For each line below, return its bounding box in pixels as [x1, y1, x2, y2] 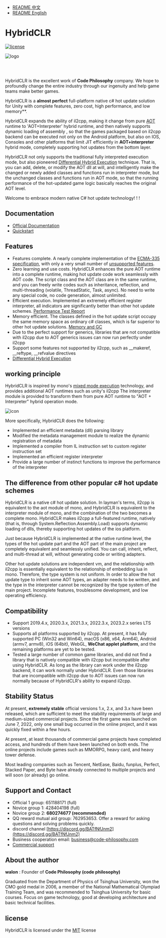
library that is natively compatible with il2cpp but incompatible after [12, 657, 150, 662]
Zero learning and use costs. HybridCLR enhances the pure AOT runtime [12, 266, 161, 272]
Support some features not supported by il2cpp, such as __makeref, [12, 345, 151, 351]
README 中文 [12, 4, 41, 10]
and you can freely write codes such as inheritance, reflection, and [12, 281, 150, 287]
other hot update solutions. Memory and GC [12, 324, 103, 330]
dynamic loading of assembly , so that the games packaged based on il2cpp [5, 128, 161, 134]
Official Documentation [12, 222, 59, 228]
